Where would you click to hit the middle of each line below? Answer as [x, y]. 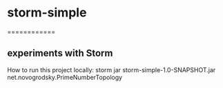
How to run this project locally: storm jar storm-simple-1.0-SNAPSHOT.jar [111, 69]
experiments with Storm [60, 53]
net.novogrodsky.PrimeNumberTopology [65, 77]
